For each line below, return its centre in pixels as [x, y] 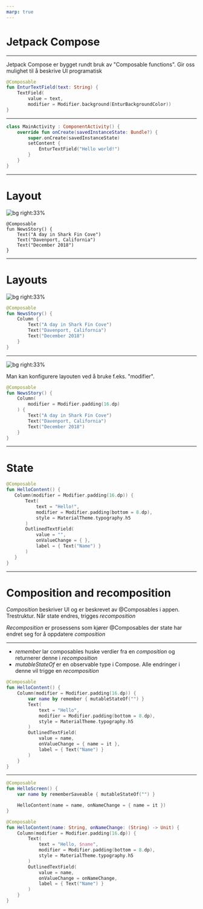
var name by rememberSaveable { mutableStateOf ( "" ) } [86, 795]
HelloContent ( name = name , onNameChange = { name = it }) [92, 805]
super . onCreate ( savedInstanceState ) [74, 138]
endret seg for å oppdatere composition [56, 634]
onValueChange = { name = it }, [79, 744]
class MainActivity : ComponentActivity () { [63, 127]
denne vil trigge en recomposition [57, 671]
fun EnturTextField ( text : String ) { [52, 88]
